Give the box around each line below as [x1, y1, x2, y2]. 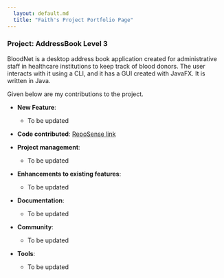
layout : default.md [13, 10, 69, 17]
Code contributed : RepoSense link [16, 130, 116, 138]
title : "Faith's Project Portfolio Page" [13, 16, 134, 23]
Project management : [16, 143, 80, 151]
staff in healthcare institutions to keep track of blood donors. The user [7, 62, 205, 70]
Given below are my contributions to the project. [7, 90, 144, 98]
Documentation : [16, 196, 65, 205]
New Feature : [16, 103, 56, 111]
